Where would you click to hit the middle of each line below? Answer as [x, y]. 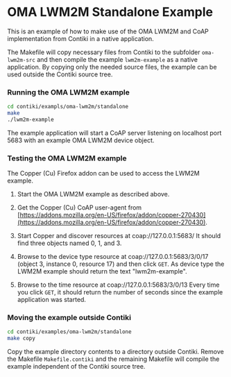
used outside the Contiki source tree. [60, 74]
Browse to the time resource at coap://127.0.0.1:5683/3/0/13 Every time [118, 285]
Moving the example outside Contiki [69, 318]
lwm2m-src [22, 60]
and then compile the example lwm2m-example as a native [117, 59]
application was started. [52, 300]
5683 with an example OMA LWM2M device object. [81, 140]
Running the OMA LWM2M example [68, 92]
